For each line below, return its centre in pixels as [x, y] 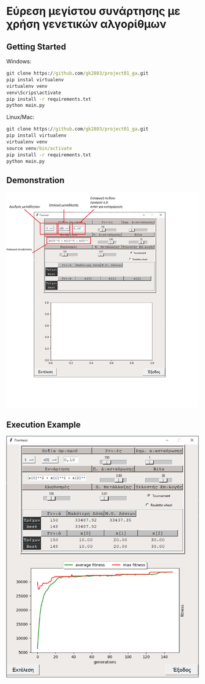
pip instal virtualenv [35, 80]
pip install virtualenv [37, 135]
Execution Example [44, 424]
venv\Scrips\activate [34, 93]
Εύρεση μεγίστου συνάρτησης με [94, 11]
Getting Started [36, 47]
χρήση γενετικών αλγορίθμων [86, 24]
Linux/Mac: [20, 117]
